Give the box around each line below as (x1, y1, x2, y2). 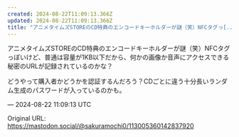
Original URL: (7, 114, 46, 123)
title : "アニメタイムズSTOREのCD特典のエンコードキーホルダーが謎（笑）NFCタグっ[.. (7, 24, 233, 31)
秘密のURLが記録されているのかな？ (7, 62, 113, 71)
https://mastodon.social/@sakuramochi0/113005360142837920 (7, 122, 194, 131)
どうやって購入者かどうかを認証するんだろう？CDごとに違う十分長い (7, 77, 209, 86)
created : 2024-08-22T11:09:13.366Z (7, 10, 113, 18)
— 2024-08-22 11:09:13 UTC (7, 101, 92, 109)
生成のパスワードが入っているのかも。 (13, 86, 126, 95)
